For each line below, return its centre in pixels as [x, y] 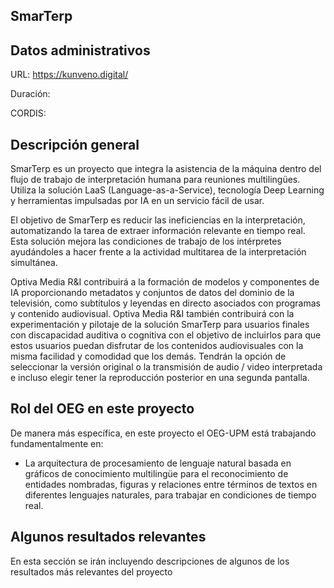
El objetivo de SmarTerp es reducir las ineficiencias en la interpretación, [158, 220]
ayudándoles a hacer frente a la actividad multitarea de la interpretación [158, 252]
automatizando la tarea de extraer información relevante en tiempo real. [158, 231]
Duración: [30, 94]
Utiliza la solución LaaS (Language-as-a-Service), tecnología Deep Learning [167, 190]
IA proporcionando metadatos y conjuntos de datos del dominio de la [152, 293]
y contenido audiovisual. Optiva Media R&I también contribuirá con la [152, 314]
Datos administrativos [80, 50]
